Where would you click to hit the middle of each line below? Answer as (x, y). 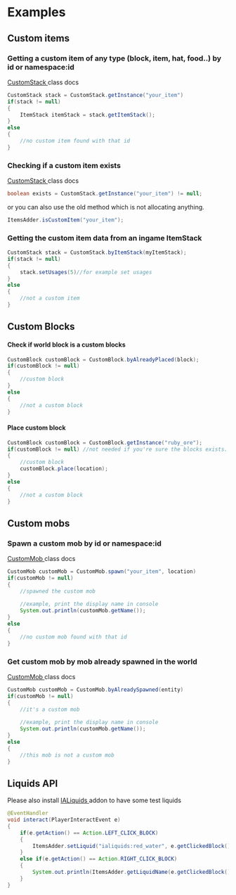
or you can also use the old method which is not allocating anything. (106, 207)
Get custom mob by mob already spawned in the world (103, 662)
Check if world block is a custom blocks (67, 345)
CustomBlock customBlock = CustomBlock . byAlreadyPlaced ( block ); (103, 359)
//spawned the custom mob (58, 591)
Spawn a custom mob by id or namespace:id (84, 543)
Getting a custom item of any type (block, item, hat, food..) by (114, 58)
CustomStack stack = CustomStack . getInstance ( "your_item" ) (96, 95)
